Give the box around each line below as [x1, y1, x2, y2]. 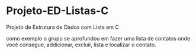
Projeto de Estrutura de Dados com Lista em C [6, 23, 120, 31]
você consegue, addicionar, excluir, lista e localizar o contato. [6, 41, 157, 48]
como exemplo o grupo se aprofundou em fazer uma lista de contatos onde [6, 35, 191, 42]
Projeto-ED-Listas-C [6, 4, 109, 18]
